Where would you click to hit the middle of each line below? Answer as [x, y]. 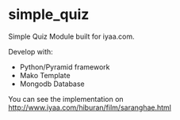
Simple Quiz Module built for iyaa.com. [71, 36]
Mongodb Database [52, 84]
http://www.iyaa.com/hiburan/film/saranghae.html [90, 107]
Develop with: [31, 51]
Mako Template [45, 75]
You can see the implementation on [66, 99]
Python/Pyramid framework [65, 67]
